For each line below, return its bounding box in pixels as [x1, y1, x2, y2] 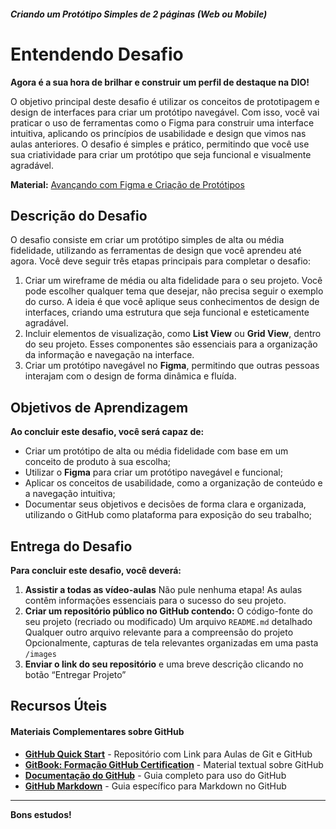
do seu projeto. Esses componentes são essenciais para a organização [24, 338, 318, 350]
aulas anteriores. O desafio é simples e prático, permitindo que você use [10, 138, 310, 150]
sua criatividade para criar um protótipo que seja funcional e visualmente [10, 148, 312, 160]
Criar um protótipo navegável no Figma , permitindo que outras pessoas [24, 360, 320, 372]
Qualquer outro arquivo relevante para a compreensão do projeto [24, 626, 294, 638]
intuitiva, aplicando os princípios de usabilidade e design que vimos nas [10, 127, 307, 139]
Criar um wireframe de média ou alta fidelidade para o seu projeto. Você [24, 275, 323, 287]
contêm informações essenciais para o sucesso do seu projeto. [24, 594, 287, 606]
